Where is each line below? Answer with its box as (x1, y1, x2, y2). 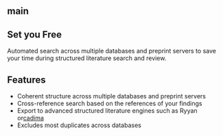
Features (7, 74, 46, 85)
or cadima (16, 114, 45, 122)
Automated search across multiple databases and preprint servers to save (7, 47, 216, 55)
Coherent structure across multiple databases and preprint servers (16, 92, 206, 100)
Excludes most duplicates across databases (16, 121, 142, 129)
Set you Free (7, 29, 62, 40)
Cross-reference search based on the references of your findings (16, 99, 202, 108)
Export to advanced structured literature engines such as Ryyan (16, 107, 198, 115)
